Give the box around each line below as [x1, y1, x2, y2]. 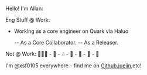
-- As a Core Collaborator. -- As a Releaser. [13, 39, 118, 46]
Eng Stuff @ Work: [5, 16, 50, 23]
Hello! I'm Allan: [5, 5, 43, 12]
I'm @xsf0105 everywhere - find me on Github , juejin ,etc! [5, 62, 142, 69]
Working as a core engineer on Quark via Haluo [13, 28, 129, 35]
